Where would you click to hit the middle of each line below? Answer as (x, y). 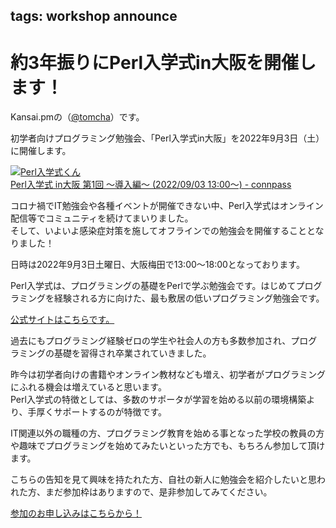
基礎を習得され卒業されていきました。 (132, 353)
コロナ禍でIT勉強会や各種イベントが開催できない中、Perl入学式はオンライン (167, 206)
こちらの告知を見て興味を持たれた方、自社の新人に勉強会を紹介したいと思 (163, 480)
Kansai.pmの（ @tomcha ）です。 (77, 117)
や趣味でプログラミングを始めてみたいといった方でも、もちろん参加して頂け (168, 446)
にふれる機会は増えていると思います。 (88, 387)
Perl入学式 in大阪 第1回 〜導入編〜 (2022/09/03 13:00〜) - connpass (151, 185)
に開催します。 (41, 151)
